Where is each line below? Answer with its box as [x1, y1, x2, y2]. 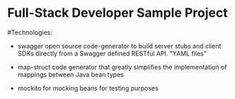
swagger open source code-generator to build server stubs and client [17, 41, 222, 50]
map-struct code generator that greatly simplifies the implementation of [17, 62, 227, 71]
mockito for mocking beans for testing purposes [17, 84, 159, 92]
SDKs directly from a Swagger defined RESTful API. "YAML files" [17, 49, 207, 58]
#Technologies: [7, 28, 53, 37]
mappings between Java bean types [17, 70, 124, 79]
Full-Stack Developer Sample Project [7, 5, 228, 21]
